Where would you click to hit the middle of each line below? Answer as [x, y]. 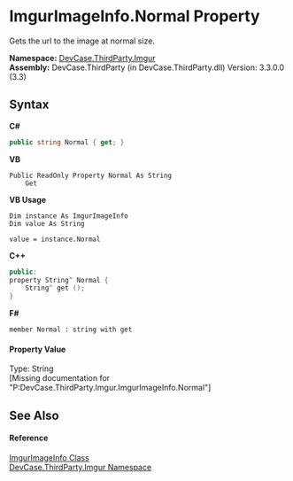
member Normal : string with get [71, 330]
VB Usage [28, 199]
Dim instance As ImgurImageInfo [69, 216]
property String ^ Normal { [59, 280]
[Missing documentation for [60, 378]
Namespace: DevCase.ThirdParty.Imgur [83, 58]
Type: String [31, 369]
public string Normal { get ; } [67, 142]
